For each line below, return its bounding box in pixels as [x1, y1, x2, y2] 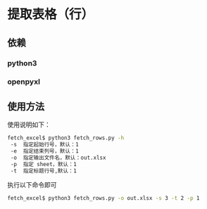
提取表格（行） [7, 6, 94, 23]
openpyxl [7, 77, 41, 87]
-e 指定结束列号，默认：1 [10, 147, 79, 155]
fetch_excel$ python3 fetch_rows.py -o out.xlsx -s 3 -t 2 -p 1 [7, 195, 200, 202]
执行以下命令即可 [7, 181, 57, 189]
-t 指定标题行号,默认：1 [10, 167, 77, 175]
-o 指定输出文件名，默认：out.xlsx [10, 154, 106, 161]
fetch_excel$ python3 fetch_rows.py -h [7, 134, 125, 141]
